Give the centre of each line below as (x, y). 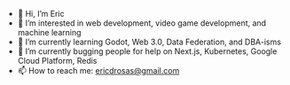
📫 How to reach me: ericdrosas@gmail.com (98, 70)
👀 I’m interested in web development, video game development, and (142, 23)
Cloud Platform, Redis (57, 61)
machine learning (49, 32)
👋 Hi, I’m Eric (41, 14)
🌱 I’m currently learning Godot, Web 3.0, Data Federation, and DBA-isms (149, 42)
